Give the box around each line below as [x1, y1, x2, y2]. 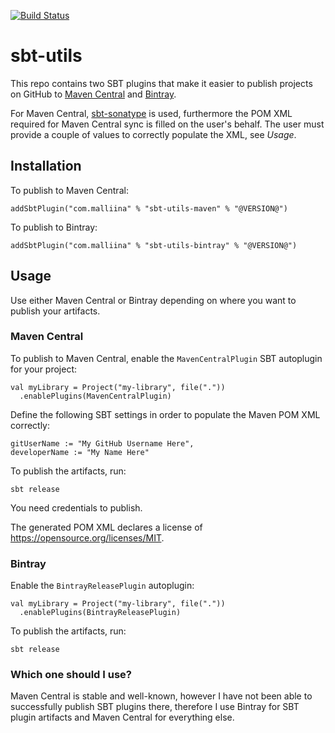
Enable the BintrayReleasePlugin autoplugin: [10, 580, 195, 592]
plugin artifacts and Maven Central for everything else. [10, 711, 235, 724]
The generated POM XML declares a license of [10, 521, 203, 533]
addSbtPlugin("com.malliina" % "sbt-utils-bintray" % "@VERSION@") [10, 240, 298, 250]
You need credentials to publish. [10, 501, 143, 514]
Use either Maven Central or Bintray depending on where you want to [10, 294, 297, 306]
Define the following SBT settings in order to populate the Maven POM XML [10, 408, 321, 420]
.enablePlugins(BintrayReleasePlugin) [19, 608, 182, 618]
